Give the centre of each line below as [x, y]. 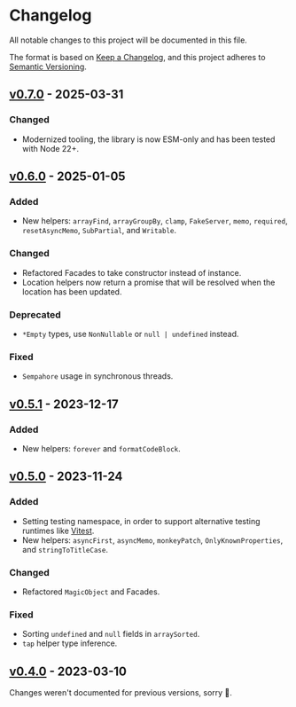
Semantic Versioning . [48, 67]
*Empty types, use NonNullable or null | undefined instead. [130, 334]
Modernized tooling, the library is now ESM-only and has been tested [148, 139]
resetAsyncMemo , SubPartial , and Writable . [99, 231]
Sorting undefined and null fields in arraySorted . [111, 634]
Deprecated [35, 314]
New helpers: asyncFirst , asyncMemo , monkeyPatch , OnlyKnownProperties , [152, 540]
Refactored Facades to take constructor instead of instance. [132, 272]
